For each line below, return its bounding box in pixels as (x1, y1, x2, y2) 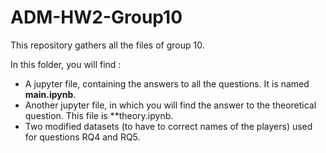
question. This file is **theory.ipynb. (24, 109, 174, 121)
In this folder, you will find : (10, 58, 122, 70)
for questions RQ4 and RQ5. (24, 131, 141, 143)
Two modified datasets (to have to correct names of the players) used (24, 120, 313, 132)
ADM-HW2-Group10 (10, 6, 183, 29)
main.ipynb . (24, 88, 77, 100)
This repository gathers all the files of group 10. (10, 39, 205, 51)
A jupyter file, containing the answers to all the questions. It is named (24, 77, 310, 90)
